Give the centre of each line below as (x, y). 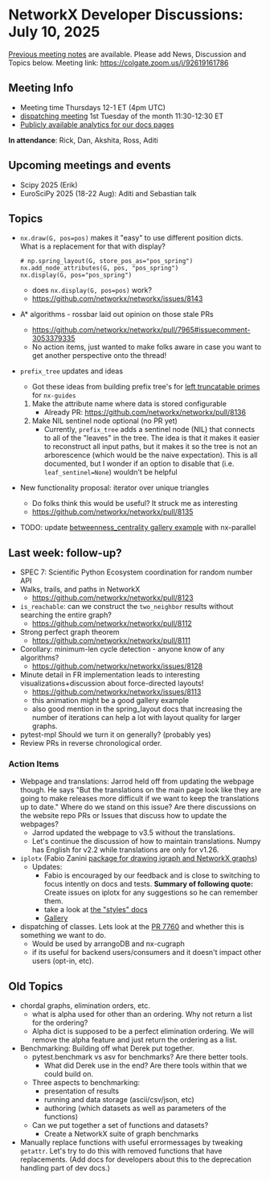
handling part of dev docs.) (65, 1168)
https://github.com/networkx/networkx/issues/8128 (117, 666)
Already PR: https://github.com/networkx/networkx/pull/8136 (145, 413)
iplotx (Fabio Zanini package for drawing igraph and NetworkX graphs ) (139, 858)
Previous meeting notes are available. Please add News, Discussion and (127, 54)
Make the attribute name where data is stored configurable (129, 404)
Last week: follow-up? (65, 553)
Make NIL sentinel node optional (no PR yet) (105, 421)
